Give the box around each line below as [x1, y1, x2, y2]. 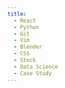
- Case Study [13, 70, 52, 77]
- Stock [13, 57, 37, 64]
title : [7, 10, 27, 18]
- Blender [13, 43, 42, 50]
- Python [13, 23, 40, 31]
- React [13, 17, 37, 24]
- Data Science [13, 63, 59, 70]
